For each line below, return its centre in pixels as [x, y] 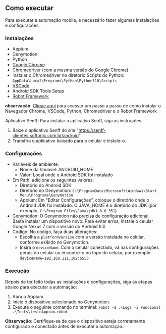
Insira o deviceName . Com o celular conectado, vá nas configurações [89, 247]
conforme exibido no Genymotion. [55, 242]
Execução [17, 271]
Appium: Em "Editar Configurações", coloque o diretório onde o [84, 200]
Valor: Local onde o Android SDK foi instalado [66, 175]
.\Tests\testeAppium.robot [40, 312]
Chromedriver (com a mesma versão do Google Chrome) [70, 70]
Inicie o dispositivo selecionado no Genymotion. [61, 302]
